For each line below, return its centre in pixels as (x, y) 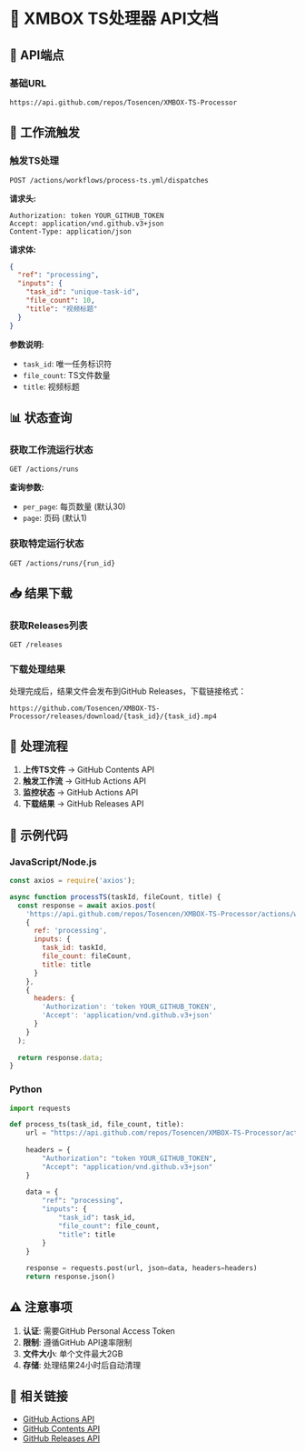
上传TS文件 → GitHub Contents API (88, 770)
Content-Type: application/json (70, 231)
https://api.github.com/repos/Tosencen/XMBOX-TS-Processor (123, 102)
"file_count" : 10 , (60, 301)
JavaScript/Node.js (53, 862)
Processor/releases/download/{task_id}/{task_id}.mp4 (113, 716)
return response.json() (71, 1277)
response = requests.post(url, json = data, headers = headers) (142, 1268)
